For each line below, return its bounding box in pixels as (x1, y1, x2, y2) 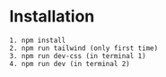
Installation (9, 6, 95, 27)
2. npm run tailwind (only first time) (9, 43, 159, 53)
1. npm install (9, 36, 66, 45)
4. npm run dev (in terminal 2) (9, 59, 130, 68)
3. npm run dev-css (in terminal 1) (9, 51, 146, 60)
